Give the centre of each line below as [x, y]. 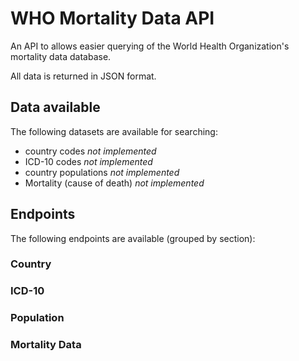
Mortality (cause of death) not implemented [114, 183]
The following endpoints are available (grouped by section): [133, 238]
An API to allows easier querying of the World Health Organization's [150, 46]
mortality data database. [61, 56]
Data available [55, 107]
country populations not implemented [102, 172]
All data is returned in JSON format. [83, 76]
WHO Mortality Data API [112, 18]
